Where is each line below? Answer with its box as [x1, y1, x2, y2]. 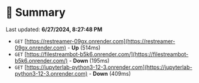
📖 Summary [5, 5, 66, 20]
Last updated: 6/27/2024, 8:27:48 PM [5, 26, 103, 33]
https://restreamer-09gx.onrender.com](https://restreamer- [26, 37, 176, 45]
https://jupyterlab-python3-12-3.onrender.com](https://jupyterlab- [26, 63, 193, 71]
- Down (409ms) [88, 70, 131, 77]
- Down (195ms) [69, 57, 110, 64]
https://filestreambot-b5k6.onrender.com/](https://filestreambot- [26, 50, 189, 57]
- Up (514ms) [67, 44, 101, 51]
